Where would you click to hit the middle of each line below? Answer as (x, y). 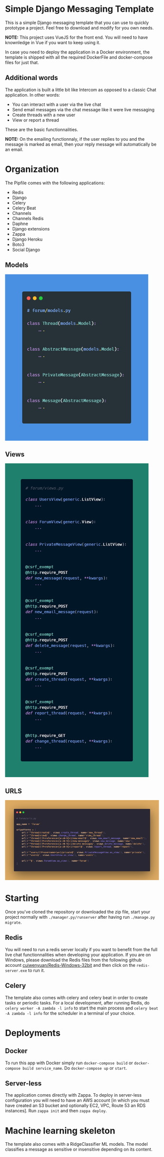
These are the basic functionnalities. (42, 129)
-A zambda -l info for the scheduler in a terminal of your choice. (70, 1013)
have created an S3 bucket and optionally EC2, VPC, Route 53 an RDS (75, 1106)
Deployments (33, 1033)
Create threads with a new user (44, 115)
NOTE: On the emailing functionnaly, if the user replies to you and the (75, 139)
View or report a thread (36, 120)
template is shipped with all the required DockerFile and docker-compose (79, 57)
